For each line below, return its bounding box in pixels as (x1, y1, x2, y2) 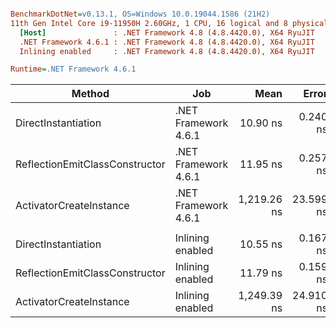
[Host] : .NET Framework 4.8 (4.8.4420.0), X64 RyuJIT (19, 27, 315, 38)
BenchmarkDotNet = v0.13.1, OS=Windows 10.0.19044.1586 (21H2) (10, 9, 271, 19)
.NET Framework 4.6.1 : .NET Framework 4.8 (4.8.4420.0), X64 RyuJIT (19, 37, 315, 47)
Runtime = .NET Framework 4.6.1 (10, 64, 137, 75)
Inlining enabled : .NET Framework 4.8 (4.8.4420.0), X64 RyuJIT (19, 46, 315, 56)
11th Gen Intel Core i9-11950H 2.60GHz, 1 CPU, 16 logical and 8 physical (10, 18, 329, 28)
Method (71, 87, 110, 101)
